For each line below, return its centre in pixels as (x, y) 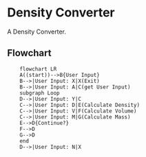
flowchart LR (38, 69)
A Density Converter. (37, 32)
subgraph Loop (40, 93)
